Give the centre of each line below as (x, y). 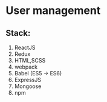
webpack (26, 67)
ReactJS (25, 47)
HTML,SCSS (30, 60)
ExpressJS (28, 80)
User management (53, 11)
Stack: (18, 33)
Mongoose (28, 86)
